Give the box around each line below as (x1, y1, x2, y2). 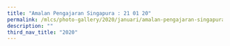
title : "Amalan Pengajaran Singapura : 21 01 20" (7, 9, 152, 17)
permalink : (7, 16, 38, 23)
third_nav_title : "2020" (7, 28, 78, 36)
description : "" (7, 22, 53, 29)
